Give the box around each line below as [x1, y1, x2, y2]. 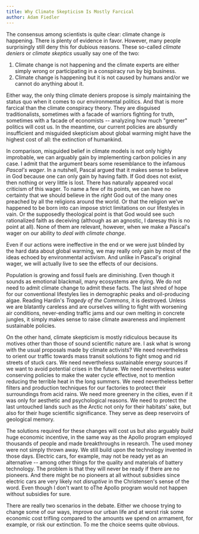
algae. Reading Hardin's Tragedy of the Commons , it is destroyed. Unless [6, 297, 186, 304]
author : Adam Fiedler [6, 14, 60, 20]
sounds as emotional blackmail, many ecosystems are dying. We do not [6, 278, 181, 285]
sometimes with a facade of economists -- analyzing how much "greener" [6, 117, 188, 124]
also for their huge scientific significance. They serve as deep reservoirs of [6, 409, 190, 416]
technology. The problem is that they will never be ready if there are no [6, 465, 180, 472]
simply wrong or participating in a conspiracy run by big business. [14, 67, 177, 74]
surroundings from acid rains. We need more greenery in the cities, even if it [6, 390, 193, 397]
